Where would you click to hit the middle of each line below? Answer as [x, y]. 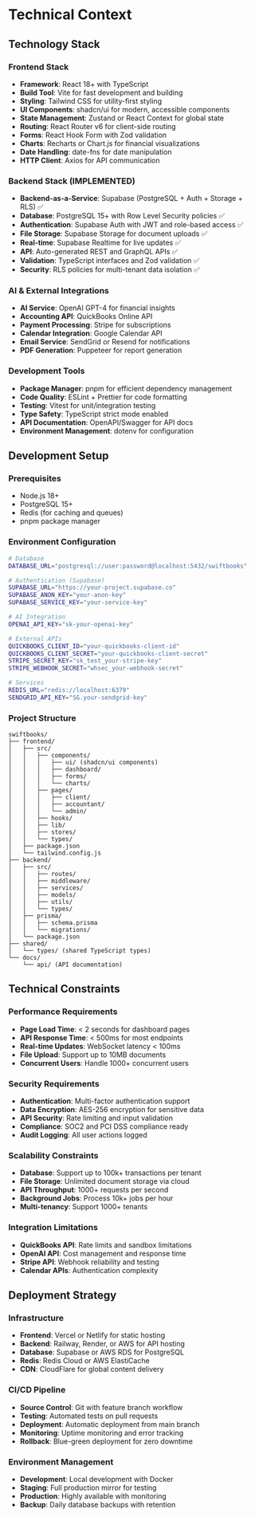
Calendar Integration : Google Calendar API [91, 333]
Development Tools [47, 371]
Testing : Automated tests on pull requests [89, 1416]
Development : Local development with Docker [96, 1479]
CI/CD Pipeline [37, 1390]
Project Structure [42, 717]
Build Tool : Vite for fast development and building [101, 92]
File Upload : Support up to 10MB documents [93, 1055]
